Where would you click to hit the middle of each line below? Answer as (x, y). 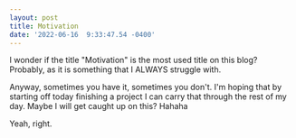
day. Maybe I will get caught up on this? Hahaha (99, 106)
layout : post (34, 18)
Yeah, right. (31, 124)
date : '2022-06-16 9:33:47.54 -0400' (82, 34)
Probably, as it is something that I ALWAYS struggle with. (115, 69)
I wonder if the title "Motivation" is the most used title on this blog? (134, 60)
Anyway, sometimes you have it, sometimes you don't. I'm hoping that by (146, 87)
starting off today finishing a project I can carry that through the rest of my (148, 97)
